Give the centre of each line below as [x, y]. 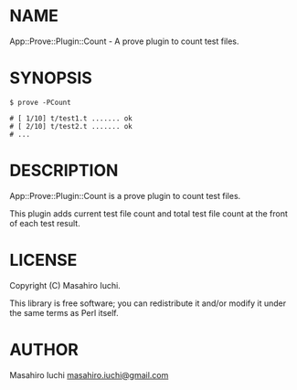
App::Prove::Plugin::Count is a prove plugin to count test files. [125, 195]
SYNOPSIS [51, 78]
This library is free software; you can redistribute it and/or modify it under [148, 303]
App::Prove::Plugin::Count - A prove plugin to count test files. [124, 41]
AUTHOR [44, 349]
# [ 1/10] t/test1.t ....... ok [71, 118]
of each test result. [45, 223]
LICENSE [43, 260]
